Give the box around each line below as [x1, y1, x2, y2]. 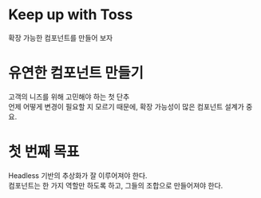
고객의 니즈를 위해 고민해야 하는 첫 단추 [8, 92, 130, 101]
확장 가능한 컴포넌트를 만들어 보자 [8, 33, 113, 42]
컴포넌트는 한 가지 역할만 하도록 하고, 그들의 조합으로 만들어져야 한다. [8, 180, 223, 190]
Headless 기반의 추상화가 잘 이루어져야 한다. [8, 170, 148, 180]
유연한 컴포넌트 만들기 [8, 64, 144, 82]
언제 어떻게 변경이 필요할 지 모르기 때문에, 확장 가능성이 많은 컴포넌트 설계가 [8, 101, 245, 111]
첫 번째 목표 [8, 143, 80, 161]
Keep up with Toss [8, 6, 133, 24]
